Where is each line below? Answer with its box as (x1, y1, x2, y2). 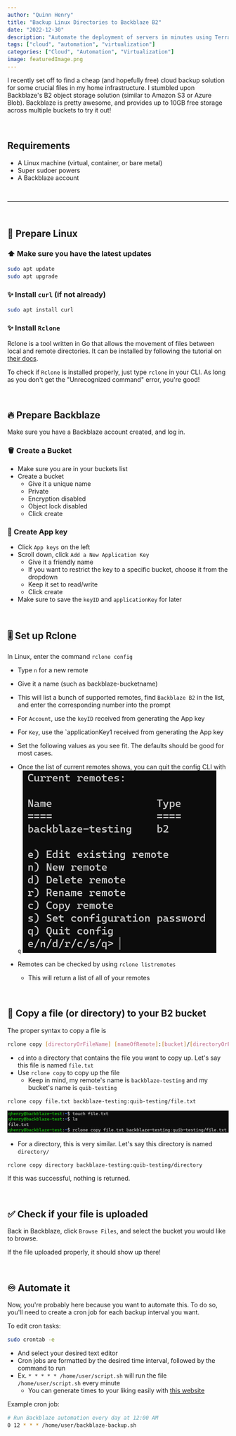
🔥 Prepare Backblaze (7, 409, 100, 421)
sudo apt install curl (7, 307, 74, 314)
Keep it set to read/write (27, 580, 98, 589)
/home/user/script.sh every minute (17, 1378, 121, 1387)
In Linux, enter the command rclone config (7, 652, 133, 660)
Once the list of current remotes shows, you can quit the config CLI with (17, 762, 226, 771)
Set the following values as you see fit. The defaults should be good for (17, 741, 224, 750)
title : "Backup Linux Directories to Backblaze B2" (7, 18, 162, 26)
